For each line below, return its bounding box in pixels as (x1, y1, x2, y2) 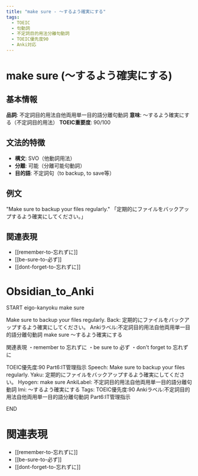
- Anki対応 (11, 42, 37, 48)
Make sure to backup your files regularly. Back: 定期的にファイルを (6, 317, 169, 324)
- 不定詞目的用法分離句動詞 (11, 31, 70, 37)
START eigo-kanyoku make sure (6, 304, 85, 311)
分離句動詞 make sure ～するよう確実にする (16, 331, 123, 338)
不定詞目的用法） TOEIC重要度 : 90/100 (16, 119, 111, 126)
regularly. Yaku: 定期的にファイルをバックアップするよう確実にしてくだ (6, 371, 180, 378)
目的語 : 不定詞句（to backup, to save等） (14, 170, 115, 177)
